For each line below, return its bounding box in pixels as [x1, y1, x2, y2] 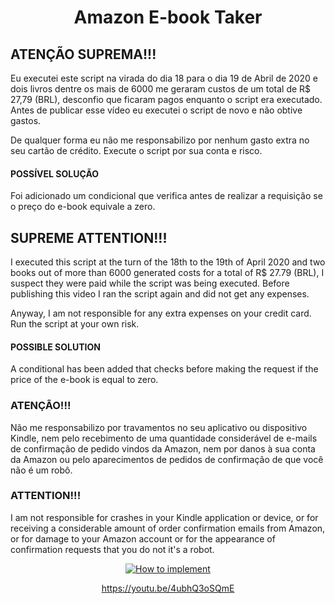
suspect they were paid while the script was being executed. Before [10, 277, 290, 290]
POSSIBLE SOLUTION [10, 341, 101, 353]
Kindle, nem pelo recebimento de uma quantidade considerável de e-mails [10, 432, 318, 444]
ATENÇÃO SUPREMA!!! [10, 46, 157, 63]
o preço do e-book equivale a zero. [10, 201, 156, 213]
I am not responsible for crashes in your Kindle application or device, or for [10, 511, 319, 523]
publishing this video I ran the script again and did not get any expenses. [10, 288, 310, 300]
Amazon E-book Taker [73, 6, 263, 29]
